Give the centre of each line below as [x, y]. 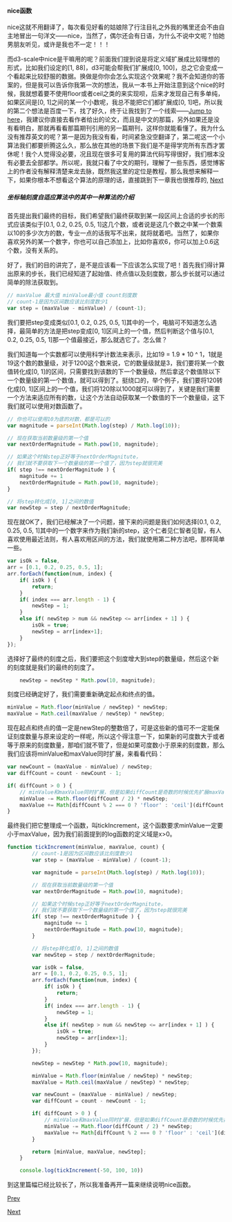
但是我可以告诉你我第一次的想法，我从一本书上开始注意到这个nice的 [122, 85]
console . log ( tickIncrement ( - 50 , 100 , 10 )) [81, 1171]
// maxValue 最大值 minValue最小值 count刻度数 [72, 296]
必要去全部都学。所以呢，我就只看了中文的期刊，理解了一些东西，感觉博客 [119, 163]
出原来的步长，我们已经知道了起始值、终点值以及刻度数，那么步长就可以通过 [116, 274]
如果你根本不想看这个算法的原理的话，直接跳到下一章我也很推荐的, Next [121, 180]
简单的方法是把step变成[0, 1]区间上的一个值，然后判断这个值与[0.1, [120, 331]
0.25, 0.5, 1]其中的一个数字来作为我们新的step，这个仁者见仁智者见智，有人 [115, 531]
